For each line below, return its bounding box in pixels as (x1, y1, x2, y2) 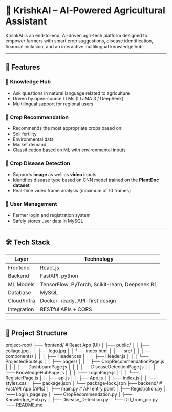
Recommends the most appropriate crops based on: (12, 125, 123, 131)
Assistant (5, 15, 47, 27)
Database (8, 289, 31, 296)
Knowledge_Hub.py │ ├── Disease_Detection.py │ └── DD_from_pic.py (5, 397, 158, 403)
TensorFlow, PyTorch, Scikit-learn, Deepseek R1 (40, 281, 158, 288)
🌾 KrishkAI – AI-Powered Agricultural (5, 5, 165, 16)
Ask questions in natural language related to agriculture (12, 90, 130, 96)
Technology (83, 255, 114, 263)
